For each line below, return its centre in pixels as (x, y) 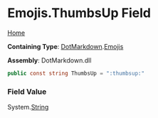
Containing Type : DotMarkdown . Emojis (65, 46)
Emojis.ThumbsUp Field (79, 13)
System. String (28, 107)
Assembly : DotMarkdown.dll (49, 60)
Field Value (27, 92)
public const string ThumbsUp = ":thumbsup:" (76, 73)
